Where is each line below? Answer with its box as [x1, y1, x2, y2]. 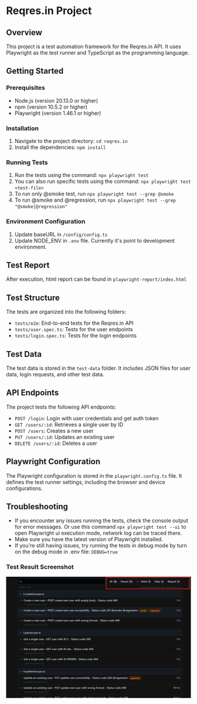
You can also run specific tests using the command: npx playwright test [14, 178, 191, 185]
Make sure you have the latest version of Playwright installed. [14, 536, 163, 543]
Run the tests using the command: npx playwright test [14, 172, 149, 179]
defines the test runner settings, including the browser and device [6, 478, 165, 485]
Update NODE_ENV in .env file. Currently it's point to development [14, 237, 175, 244]
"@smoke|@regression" [14, 204, 67, 210]
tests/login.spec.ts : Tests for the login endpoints [14, 332, 137, 339]
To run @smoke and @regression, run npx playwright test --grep [14, 196, 176, 203]
